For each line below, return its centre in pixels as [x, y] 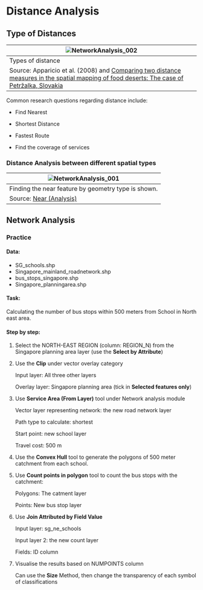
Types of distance [35, 60]
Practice [19, 237]
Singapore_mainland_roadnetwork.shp [63, 271]
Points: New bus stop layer [48, 505]
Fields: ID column [37, 552]
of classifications [36, 582]
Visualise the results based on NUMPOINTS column [79, 564]
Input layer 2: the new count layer [56, 540]
